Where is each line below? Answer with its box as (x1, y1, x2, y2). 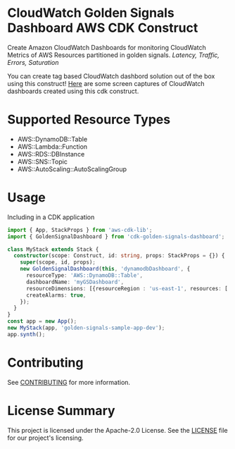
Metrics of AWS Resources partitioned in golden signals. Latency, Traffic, (7, 51, 220, 59)
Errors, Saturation (7, 58, 59, 66)
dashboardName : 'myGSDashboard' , (25, 278, 125, 285)
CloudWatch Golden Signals (7, 5, 174, 21)
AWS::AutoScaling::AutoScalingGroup (17, 164, 127, 173)
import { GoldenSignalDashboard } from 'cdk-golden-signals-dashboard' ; (7, 233, 225, 240)
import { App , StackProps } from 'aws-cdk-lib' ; (7, 226, 153, 233)
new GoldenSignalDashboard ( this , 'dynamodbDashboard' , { (20, 266, 191, 273)
